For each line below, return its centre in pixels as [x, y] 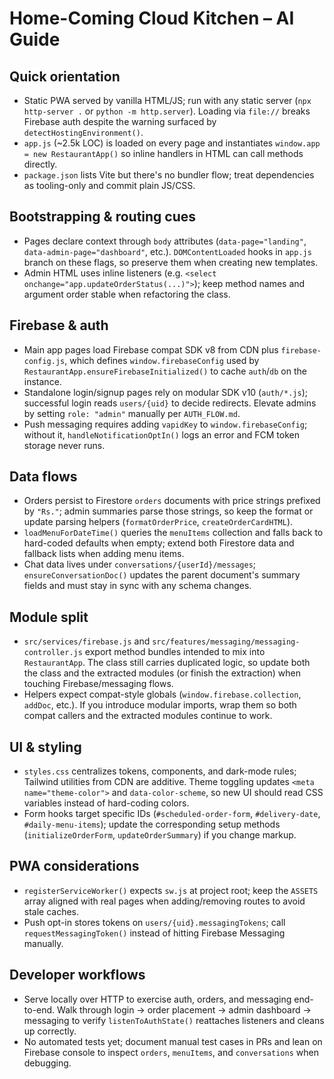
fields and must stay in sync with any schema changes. [137, 586]
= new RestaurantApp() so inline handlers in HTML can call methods [163, 153]
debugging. [47, 1063]
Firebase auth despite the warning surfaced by [120, 121]
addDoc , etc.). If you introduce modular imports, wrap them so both [160, 705]
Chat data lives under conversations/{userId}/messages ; [140, 564]
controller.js [53, 653]
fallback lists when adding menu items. [104, 554]
